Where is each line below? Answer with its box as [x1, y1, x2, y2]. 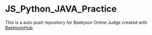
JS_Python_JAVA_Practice [5, 3, 117, 15]
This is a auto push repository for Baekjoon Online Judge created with [5, 19, 148, 25]
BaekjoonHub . [5, 24, 34, 30]
